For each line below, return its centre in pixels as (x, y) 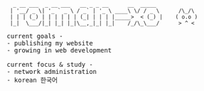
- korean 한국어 (32, 80)
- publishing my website (50, 43)
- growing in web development (59, 50)
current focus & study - (50, 64)
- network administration (52, 71)
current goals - (35, 36)
